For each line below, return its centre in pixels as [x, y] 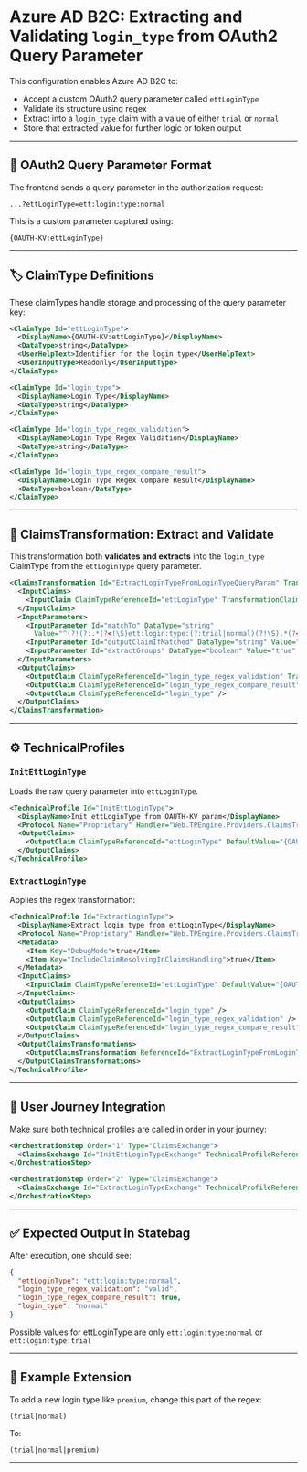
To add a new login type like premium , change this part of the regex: [136, 1399]
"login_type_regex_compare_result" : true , [100, 1298]
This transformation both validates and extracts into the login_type [137, 556]
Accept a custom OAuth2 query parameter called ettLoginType [141, 99]
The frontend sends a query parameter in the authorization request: [137, 187]
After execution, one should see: [71, 1255]
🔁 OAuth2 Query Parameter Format [111, 165]
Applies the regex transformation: [73, 900]
